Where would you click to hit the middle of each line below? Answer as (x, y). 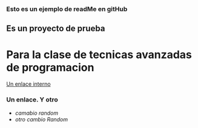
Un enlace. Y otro (32, 100)
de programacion (50, 67)
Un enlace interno (28, 84)
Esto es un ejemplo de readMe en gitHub (67, 9)
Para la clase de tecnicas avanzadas (99, 55)
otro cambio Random (41, 119)
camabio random (37, 113)
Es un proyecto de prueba (56, 29)
